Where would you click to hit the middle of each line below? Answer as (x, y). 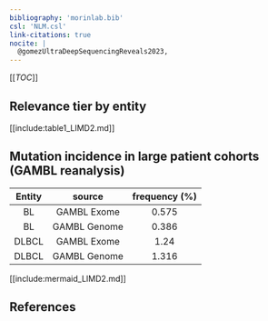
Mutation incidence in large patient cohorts (134, 157)
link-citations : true (50, 35)
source (88, 196)
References (43, 307)
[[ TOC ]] (24, 77)
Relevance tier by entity (78, 106)
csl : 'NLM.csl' (38, 26)
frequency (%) (164, 196)
